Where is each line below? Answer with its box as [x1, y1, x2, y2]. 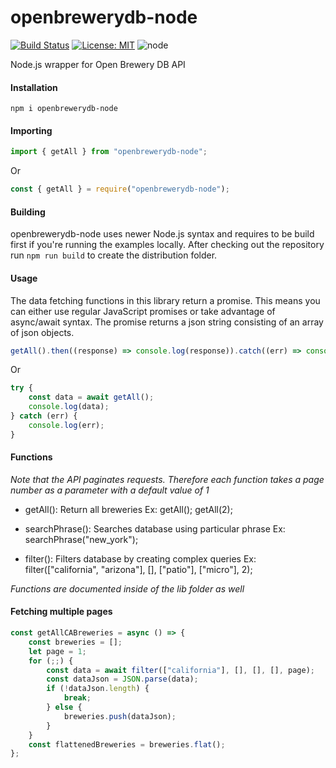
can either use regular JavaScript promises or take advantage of [10, 305, 276, 317]
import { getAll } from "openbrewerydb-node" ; [10, 147, 208, 157]
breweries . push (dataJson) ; [63, 711, 177, 721]
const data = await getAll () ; [28, 392, 155, 403]
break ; [63, 693, 92, 703]
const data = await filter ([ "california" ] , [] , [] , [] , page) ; [46, 665, 315, 675]
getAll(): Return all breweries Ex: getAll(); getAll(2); [24, 503, 233, 515]
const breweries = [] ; [28, 637, 123, 647]
